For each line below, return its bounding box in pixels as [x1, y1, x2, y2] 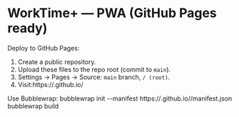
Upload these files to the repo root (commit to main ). [17, 65, 171, 73]
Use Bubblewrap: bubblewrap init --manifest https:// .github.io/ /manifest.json [7, 94, 233, 103]
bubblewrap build [7, 101, 59, 110]
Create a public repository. [17, 57, 96, 66]
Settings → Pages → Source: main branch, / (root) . [17, 73, 171, 81]
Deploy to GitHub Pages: [7, 44, 80, 52]
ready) [7, 20, 48, 36]
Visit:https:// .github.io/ [17, 80, 83, 88]
